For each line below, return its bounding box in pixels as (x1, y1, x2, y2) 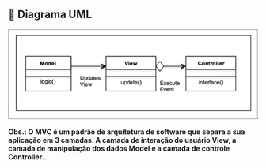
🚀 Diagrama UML (8, 8, 93, 21)
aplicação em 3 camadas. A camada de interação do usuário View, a (8, 136, 237, 145)
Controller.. (8, 152, 47, 162)
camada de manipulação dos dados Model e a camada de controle (8, 144, 230, 154)
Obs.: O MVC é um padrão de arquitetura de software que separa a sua (8, 127, 245, 136)
